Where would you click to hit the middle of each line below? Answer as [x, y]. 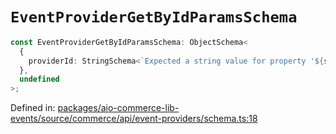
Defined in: [33, 108]
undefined [39, 79]
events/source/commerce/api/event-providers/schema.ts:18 [134, 119]
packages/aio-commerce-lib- [118, 108]
